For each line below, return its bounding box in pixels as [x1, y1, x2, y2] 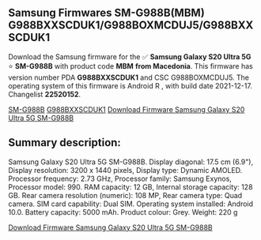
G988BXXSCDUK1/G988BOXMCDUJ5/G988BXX [8, 19, 254, 32]
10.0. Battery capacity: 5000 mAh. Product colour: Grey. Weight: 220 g [8, 207, 238, 216]
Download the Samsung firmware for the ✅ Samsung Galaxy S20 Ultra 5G [8, 51, 252, 62]
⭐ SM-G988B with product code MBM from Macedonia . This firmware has [8, 61, 253, 70]
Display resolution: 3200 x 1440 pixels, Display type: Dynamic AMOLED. [8, 165, 243, 174]
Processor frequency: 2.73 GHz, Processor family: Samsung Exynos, [8, 174, 232, 183]
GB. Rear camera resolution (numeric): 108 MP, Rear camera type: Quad [8, 190, 243, 200]
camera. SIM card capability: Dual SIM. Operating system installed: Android [8, 199, 254, 208]
